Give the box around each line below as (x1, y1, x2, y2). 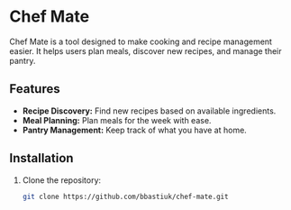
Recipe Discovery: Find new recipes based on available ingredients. (22, 105, 277, 116)
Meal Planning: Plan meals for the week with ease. (22, 114, 212, 125)
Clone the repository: (22, 174, 102, 186)
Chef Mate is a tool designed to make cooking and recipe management (9, 36, 273, 47)
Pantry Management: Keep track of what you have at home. (22, 124, 248, 135)
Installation (9, 151, 74, 166)
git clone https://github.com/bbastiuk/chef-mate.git (22, 192, 229, 201)
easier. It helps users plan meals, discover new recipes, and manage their (9, 45, 282, 56)
